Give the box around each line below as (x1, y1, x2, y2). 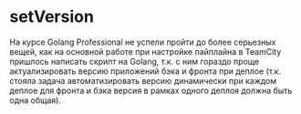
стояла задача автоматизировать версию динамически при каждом (9, 75, 277, 86)
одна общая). (9, 94, 62, 106)
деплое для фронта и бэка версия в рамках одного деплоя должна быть (9, 85, 293, 96)
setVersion (9, 6, 94, 27)
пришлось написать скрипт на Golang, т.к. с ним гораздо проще (9, 56, 260, 67)
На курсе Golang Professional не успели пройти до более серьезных (9, 36, 276, 47)
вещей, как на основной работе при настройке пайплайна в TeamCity (9, 46, 282, 57)
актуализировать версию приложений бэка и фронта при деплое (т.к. (9, 66, 282, 77)
